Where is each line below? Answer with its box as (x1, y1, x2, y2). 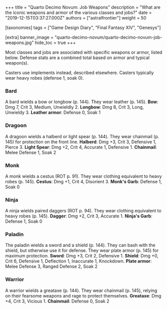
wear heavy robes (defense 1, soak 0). (5, 75, 84, 81)
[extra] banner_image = (5, 35, 54, 40)
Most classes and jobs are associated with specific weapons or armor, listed (5, 50, 162, 55)
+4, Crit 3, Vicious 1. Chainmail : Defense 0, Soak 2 (5, 298, 109, 304)
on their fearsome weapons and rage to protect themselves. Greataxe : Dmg (5, 292, 161, 298)
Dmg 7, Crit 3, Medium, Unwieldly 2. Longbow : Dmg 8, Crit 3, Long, (5, 104, 144, 110)
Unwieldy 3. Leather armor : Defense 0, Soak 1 (5, 110, 101, 116)
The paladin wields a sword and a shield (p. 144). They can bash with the (5, 242, 156, 248)
